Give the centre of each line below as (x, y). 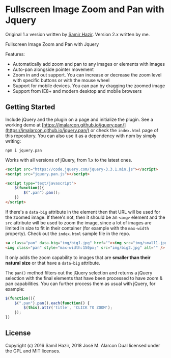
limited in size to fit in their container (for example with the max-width (77, 228)
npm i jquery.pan (24, 150)
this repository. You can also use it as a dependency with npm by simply (81, 136)
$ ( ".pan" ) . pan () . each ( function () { (52, 303)
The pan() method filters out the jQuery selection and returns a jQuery (79, 273)
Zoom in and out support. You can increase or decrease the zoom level (87, 74)
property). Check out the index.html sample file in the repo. (68, 234)
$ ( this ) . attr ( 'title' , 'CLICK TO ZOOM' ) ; (68, 308)
